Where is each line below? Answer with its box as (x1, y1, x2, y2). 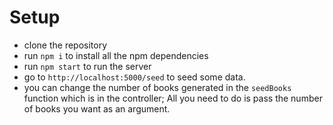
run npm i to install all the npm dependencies (23, 49, 209, 61)
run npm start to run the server (23, 60, 152, 72)
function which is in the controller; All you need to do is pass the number (23, 92, 323, 104)
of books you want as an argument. (23, 102, 171, 115)
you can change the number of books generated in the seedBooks (23, 81, 292, 93)
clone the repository (23, 39, 108, 51)
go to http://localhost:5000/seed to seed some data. (23, 71, 246, 83)
